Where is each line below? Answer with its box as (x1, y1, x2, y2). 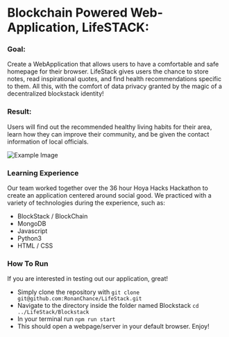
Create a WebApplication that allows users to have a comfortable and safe (7, 60, 219, 69)
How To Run (7, 259, 49, 268)
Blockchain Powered (7, 5, 128, 21)
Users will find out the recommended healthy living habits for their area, (7, 123, 212, 131)
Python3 (17, 234, 42, 243)
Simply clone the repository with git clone (17, 288, 140, 296)
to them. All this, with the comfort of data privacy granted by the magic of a (7, 82, 222, 91)
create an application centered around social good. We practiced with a (7, 191, 212, 200)
